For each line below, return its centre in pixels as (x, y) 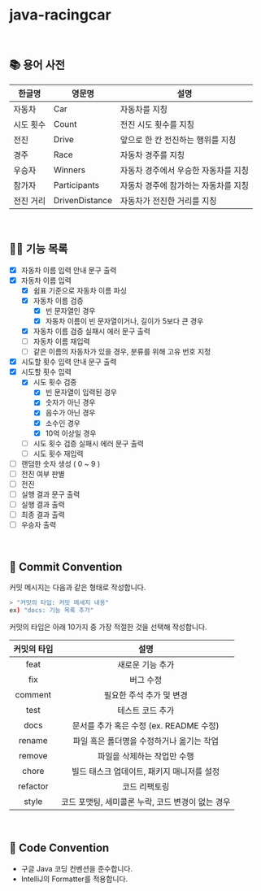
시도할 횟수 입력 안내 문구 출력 (69, 362)
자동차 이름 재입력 (61, 341)
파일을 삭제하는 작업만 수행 (146, 756)
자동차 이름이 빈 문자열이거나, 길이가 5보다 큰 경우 (124, 321)
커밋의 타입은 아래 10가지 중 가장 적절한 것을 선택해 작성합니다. (108, 627)
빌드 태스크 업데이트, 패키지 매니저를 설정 (146, 771)
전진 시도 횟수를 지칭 (157, 124)
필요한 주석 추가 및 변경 (146, 695)
